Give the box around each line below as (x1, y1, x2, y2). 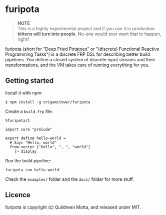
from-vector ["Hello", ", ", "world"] (9, 144, 91, 149)
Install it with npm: (5, 89, 43, 96)
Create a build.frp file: (5, 108, 53, 114)
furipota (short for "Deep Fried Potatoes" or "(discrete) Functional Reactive (5, 46, 159, 52)
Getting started (5, 76, 54, 85)
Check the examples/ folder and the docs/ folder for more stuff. (5, 176, 134, 182)
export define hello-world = (5, 136, 66, 141)
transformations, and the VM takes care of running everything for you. (5, 62, 150, 68)
